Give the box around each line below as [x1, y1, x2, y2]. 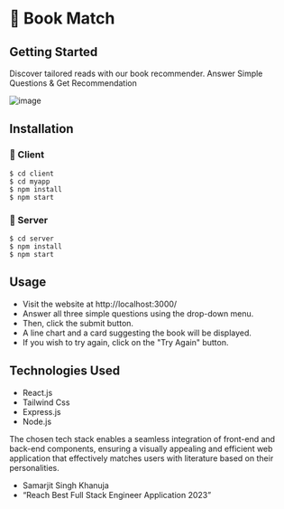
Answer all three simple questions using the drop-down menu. [22, 307, 254, 319]
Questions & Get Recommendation [9, 78, 137, 89]
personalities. [9, 462, 60, 473]
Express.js [22, 406, 61, 417]
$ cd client [9, 169, 54, 178]
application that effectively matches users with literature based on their [9, 452, 274, 464]
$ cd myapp [9, 176, 50, 186]
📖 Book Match [9, 8, 115, 29]
